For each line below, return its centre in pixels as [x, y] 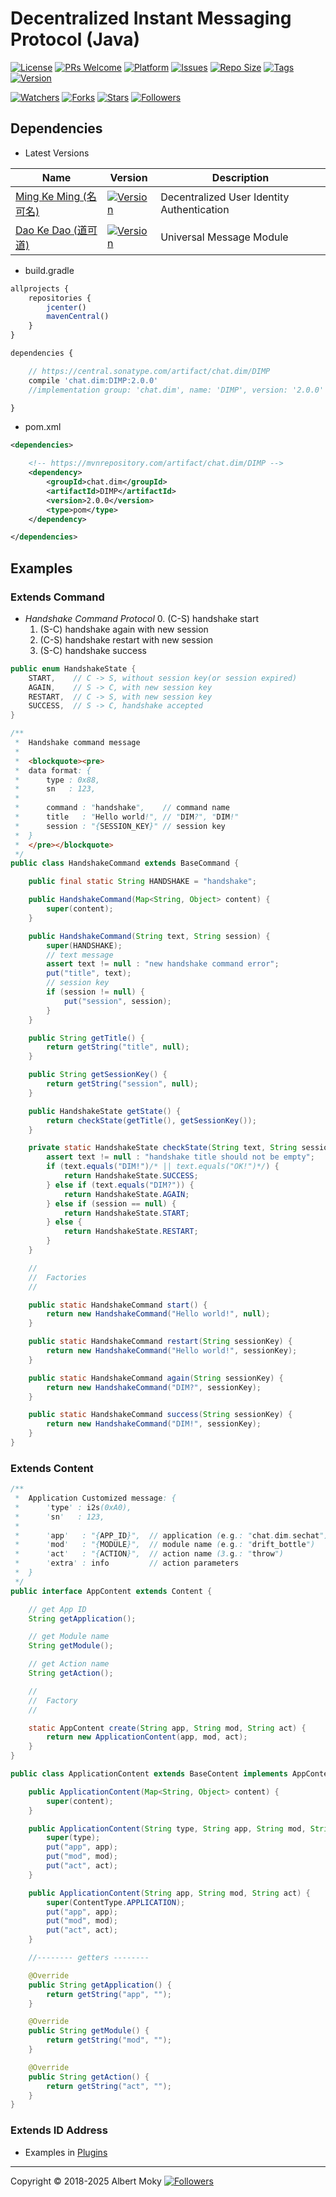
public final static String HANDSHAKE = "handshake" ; [142, 882]
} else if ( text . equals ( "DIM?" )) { [120, 1185]
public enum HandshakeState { [73, 668]
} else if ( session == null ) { [111, 1203]
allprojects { [40, 288]
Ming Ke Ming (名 [56, 196]
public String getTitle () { [86, 1038]
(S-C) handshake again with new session [124, 629]
